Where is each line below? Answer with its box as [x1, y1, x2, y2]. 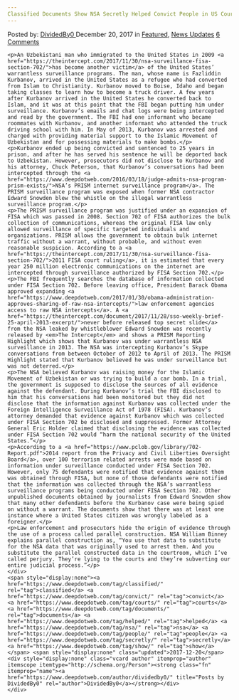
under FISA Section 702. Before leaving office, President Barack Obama [7, 282, 228, 289]
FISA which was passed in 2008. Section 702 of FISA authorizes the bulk [7, 213, 231, 221]
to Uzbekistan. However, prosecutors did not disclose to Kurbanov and [7, 157, 224, 164]
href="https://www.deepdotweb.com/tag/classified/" [7, 580, 164, 588]
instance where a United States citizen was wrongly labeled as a [7, 511, 208, 519]
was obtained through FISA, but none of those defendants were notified [7, 474, 228, 482]
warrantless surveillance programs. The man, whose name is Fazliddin [7, 70, 221, 77]
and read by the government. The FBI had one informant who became [7, 113, 212, 121]
